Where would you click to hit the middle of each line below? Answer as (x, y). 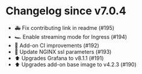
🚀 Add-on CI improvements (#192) (57, 45)
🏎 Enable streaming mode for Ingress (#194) (71, 36)
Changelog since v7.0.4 (66, 11)
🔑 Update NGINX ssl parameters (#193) (63, 51)
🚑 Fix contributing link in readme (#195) (64, 27)
